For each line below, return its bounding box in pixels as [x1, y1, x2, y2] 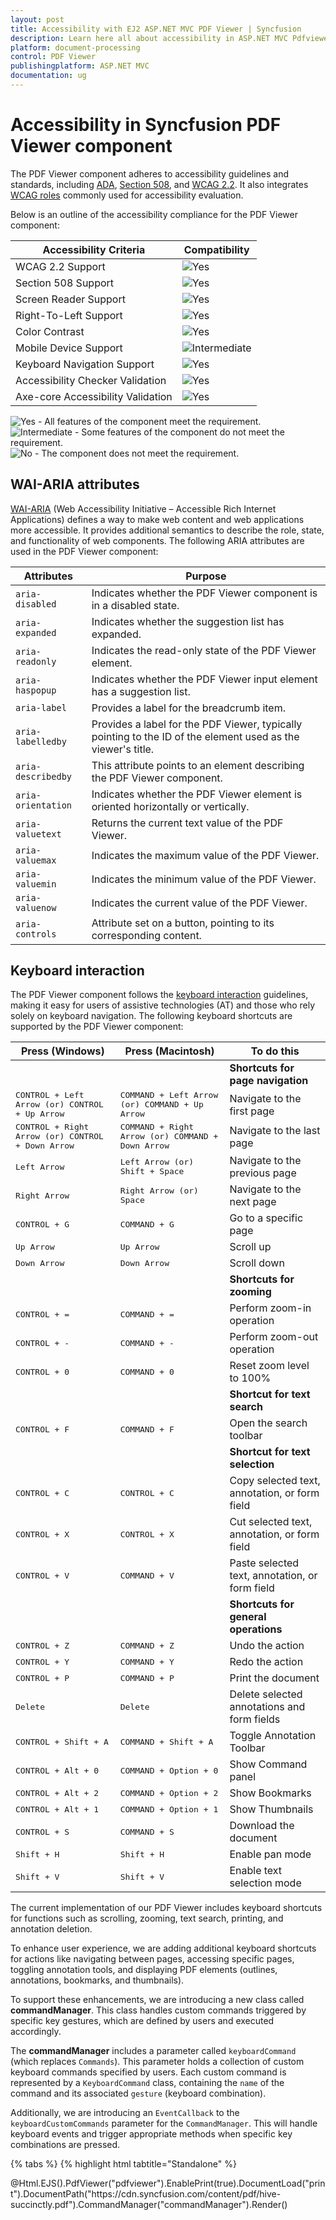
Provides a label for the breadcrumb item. [91, 701, 286, 715]
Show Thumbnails [229, 1802, 314, 1816]
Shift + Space [119, 1166, 185, 1177]
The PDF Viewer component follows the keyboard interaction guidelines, [10, 989, 309, 1001]
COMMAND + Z [119, 1640, 175, 1651]
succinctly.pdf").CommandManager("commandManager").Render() [10, 2199, 288, 2211]
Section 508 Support [15, 276, 115, 290]
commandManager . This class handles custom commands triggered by [10, 2004, 307, 2016]
